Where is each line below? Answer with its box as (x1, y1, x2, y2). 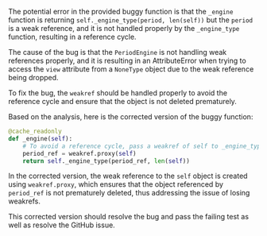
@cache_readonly (8, 127, 62, 135)
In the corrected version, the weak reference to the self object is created (8, 171, 248, 181)
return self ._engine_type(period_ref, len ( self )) (22, 157, 191, 165)
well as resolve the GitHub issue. (8, 220, 115, 230)
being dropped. (8, 73, 59, 82)
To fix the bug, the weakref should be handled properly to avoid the (8, 88, 228, 98)
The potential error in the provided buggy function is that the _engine (8, 7, 234, 16)
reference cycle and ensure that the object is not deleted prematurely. (8, 97, 237, 106)
